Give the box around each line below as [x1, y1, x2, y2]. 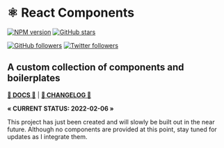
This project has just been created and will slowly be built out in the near [7, 117, 215, 126]
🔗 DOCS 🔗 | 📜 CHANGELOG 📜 [7, 90, 92, 99]
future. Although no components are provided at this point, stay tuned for [7, 125, 217, 133]
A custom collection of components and [7, 61, 184, 74]
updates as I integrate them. [7, 132, 88, 140]
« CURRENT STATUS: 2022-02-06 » [7, 104, 114, 113]
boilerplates [7, 72, 61, 84]
